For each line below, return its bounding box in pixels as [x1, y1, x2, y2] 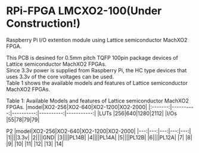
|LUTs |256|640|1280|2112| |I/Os [97, 110, 178, 117]
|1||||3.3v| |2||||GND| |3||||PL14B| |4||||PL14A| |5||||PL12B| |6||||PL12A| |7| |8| [6, 133, 192, 141]
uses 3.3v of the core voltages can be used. [6, 73, 114, 80]
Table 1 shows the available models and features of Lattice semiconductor [6, 79, 188, 87]
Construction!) [6, 17, 81, 30]
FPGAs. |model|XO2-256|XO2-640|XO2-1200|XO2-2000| [6, 103, 148, 110]
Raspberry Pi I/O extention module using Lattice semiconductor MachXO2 [6, 36, 188, 43]
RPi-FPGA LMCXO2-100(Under [6, 4, 162, 18]
